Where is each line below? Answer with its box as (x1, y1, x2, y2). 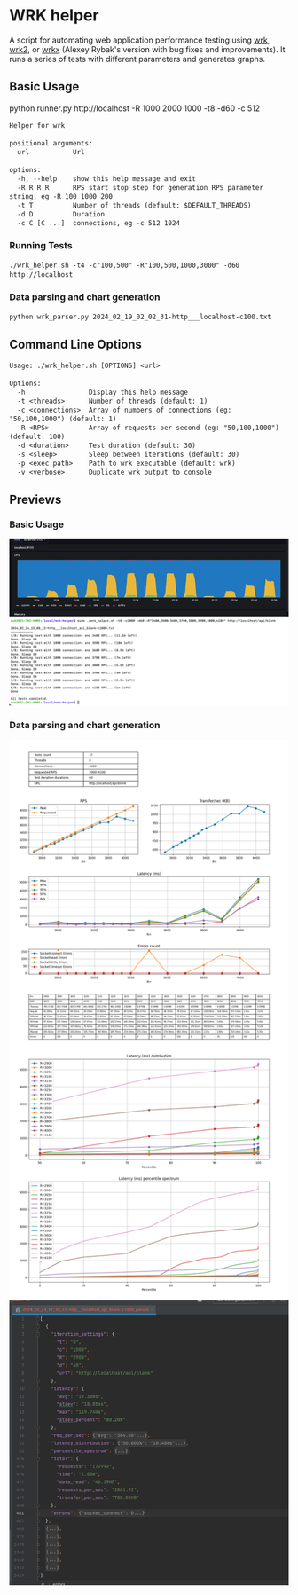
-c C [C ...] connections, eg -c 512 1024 (17, 218, 180, 227)
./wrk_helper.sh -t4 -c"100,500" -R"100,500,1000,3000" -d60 (9, 261, 240, 271)
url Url (17, 147, 86, 156)
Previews (9, 491, 62, 507)
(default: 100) (9, 432, 66, 442)
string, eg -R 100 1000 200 (9, 192, 114, 200)
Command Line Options (9, 336, 142, 351)
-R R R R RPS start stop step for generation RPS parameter (17, 183, 264, 192)
